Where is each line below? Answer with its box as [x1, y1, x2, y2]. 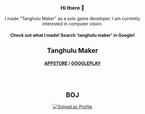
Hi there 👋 [60, 4, 85, 11]
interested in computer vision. [42, 21, 103, 27]
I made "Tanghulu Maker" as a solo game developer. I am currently [4, 16, 141, 22]
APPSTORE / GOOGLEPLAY [44, 60, 101, 66]
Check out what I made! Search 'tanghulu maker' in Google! [10, 32, 135, 38]
